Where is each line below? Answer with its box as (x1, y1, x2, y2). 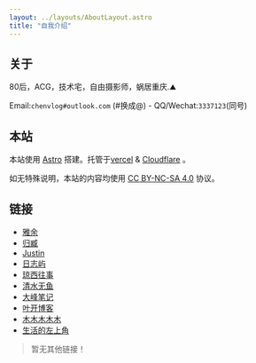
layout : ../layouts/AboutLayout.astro (9, 12, 152, 22)
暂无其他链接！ (30, 343, 86, 354)
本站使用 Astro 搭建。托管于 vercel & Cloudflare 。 (9, 154, 190, 165)
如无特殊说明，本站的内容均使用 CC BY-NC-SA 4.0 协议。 (9, 173, 220, 184)
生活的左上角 (21, 325, 69, 335)
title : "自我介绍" (9, 21, 73, 30)
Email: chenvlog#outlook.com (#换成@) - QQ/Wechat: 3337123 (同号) (9, 100, 248, 111)
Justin (21, 248, 45, 258)
